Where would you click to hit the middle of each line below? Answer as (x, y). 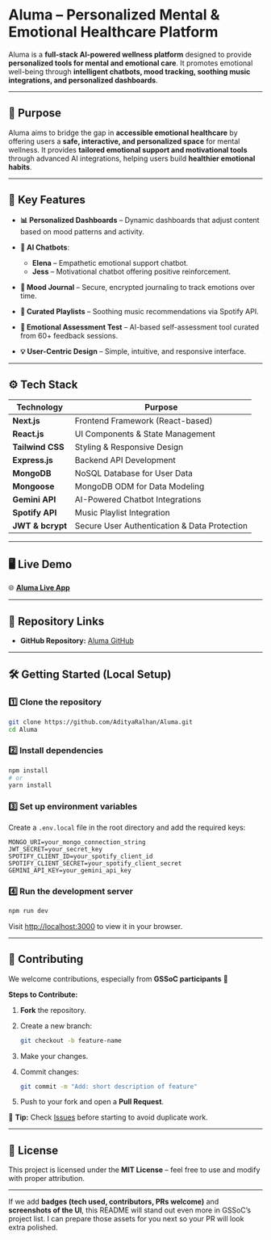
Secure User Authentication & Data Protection (161, 526)
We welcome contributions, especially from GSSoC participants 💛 (118, 978)
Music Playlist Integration (123, 513)
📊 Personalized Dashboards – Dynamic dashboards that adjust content (140, 220)
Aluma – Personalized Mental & (114, 15)
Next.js (26, 421)
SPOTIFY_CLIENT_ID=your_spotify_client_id (81, 856)
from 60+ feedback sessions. (69, 335)
